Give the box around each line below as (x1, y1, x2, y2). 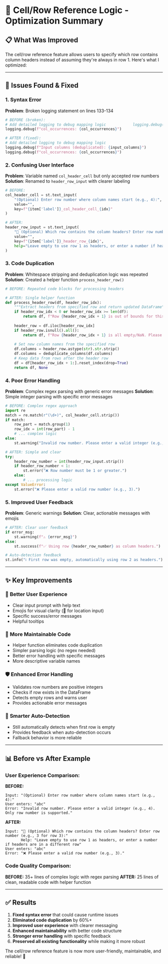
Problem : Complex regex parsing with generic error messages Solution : (5, 388, 154, 394)
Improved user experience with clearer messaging (12, 922, 118, 928)
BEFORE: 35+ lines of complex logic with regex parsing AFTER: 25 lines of (5, 873, 159, 880)
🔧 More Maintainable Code (5, 631, 71, 638)
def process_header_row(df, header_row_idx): (5, 300, 101, 305)
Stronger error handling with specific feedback (12, 933, 111, 939)
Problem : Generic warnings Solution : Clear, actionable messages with (5, 510, 150, 516)
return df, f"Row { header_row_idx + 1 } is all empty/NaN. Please (23, 332, 162, 337)
